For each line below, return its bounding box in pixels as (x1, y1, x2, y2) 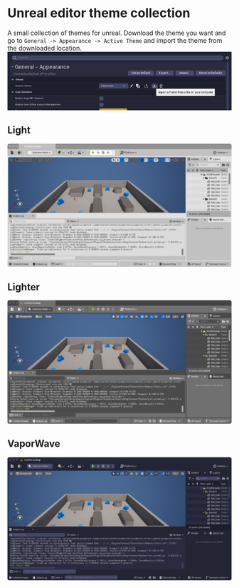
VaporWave (7, 437, 60, 450)
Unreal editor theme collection (7, 5, 191, 21)
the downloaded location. (7, 44, 82, 52)
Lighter (7, 280, 41, 293)
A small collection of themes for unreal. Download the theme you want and (7, 29, 226, 37)
